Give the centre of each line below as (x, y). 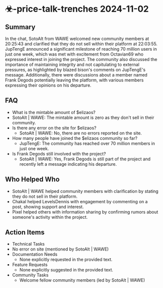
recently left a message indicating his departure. (68, 164)
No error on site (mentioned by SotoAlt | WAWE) (60, 249)
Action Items (25, 232)
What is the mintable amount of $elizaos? (54, 112)
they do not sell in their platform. (45, 196)
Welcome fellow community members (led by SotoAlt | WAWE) (82, 280)
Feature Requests (30, 265)
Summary (20, 27)
